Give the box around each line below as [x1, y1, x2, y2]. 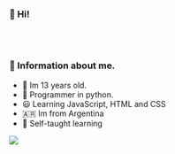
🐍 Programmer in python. [21, 89, 114, 100]
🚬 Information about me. [9, 59, 116, 72]
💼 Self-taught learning [21, 118, 103, 128]
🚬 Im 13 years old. [21, 80, 87, 90]
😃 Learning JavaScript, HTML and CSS [21, 98, 166, 109]
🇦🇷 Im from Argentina [21, 108, 104, 119]
